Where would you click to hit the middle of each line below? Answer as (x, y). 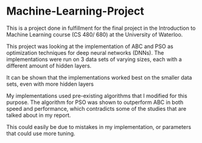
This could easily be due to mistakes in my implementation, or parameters (99, 127)
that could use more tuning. (41, 133)
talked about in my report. (39, 115)
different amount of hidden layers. (49, 66)
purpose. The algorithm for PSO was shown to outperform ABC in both (95, 102)
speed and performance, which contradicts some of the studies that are (96, 108)
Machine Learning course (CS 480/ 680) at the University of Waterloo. (95, 34)
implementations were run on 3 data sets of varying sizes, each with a (94, 59)
